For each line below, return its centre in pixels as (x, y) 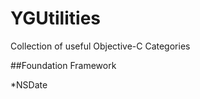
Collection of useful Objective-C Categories (100, 46)
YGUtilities (55, 18)
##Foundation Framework (63, 65)
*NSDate (29, 84)
